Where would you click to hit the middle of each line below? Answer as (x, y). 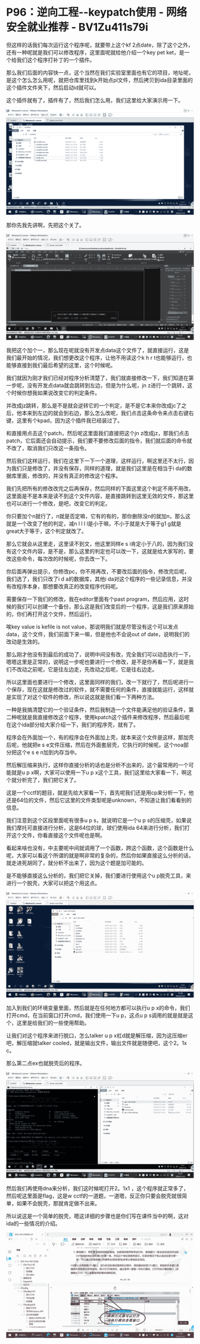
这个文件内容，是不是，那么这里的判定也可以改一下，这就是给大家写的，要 (102, 551)
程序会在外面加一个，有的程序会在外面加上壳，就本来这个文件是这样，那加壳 (100, 737)
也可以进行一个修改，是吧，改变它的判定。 (58, 503)
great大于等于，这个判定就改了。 (47, 531)
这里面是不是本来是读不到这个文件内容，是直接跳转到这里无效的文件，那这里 (100, 496)
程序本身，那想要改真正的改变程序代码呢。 (68, 586)
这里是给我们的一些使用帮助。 (53, 1023)
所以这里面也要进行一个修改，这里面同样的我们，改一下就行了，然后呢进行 (97, 682)
